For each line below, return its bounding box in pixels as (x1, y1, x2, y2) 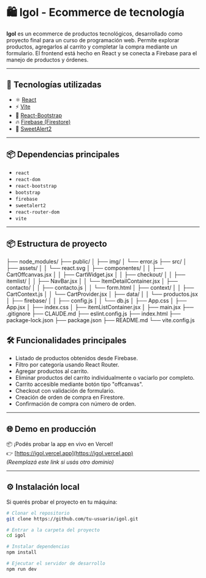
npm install (6, 549, 37, 556)
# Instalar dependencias (6, 544, 70, 550)
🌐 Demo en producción (6, 423, 96, 434)
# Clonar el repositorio (6, 510, 70, 516)
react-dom (15, 176, 41, 182)
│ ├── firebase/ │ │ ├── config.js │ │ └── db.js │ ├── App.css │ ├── (6, 297, 187, 304)
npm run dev (6, 566, 37, 572)
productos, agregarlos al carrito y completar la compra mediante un (6, 43, 178, 50)
